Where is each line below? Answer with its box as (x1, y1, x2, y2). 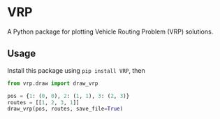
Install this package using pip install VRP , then (7, 66, 145, 74)
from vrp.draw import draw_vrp (7, 80, 98, 87)
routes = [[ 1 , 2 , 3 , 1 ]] (7, 99, 80, 106)
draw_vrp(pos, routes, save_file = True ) (7, 106, 124, 113)
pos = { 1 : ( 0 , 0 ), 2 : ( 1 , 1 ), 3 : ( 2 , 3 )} (7, 92, 130, 99)
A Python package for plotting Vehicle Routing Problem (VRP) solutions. (7, 27, 214, 36)
